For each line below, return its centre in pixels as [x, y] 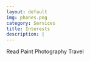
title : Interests [28, 29]
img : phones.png [27, 18]
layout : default [27, 12]
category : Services [31, 23]
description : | [26, 34]
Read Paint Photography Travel [45, 51]
